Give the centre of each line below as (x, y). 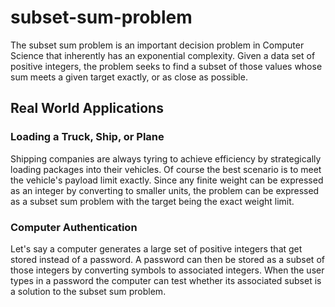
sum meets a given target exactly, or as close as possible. (129, 77)
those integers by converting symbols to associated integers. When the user (167, 270)
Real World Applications (87, 108)
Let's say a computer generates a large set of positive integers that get (156, 248)
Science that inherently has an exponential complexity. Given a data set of (163, 55)
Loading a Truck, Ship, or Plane (87, 137)
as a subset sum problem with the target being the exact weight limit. (152, 201)
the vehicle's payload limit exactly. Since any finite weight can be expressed (167, 180)
